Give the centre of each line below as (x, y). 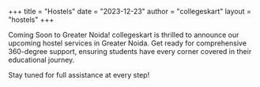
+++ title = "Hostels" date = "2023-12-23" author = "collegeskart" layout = (130, 11)
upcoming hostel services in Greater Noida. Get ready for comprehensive (128, 43)
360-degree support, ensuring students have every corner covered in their (130, 51)
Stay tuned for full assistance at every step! (79, 75)
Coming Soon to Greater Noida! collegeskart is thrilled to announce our (124, 35)
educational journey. (41, 60)
